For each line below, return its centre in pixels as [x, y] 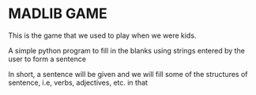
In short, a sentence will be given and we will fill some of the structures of [128, 74]
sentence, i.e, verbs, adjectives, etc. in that [78, 82]
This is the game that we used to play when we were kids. [102, 35]
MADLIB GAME [58, 14]
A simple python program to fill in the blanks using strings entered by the [126, 50]
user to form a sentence [47, 59]
